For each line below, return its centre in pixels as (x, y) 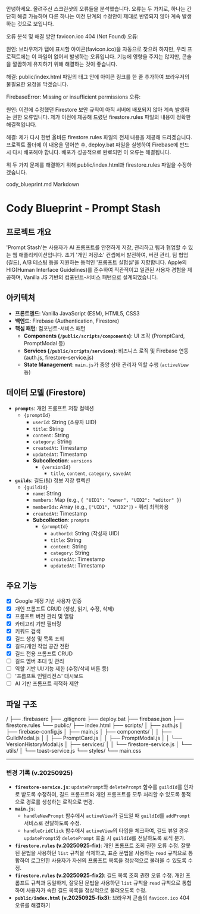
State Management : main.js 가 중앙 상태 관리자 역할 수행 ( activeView (106, 364)
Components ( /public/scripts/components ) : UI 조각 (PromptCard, (104, 336)
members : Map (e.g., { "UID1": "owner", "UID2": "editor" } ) (107, 499)
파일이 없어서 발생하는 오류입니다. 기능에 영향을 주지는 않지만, (109, 56)
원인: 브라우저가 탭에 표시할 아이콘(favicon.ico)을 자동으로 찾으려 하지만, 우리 (96, 49)
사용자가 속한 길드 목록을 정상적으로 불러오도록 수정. (86, 890)
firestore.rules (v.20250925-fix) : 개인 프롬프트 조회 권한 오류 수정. (97, 846)
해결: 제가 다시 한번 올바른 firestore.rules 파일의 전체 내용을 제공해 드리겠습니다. (99, 137)
